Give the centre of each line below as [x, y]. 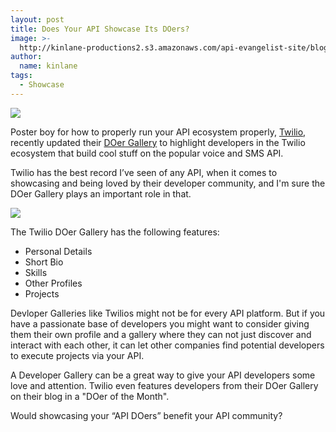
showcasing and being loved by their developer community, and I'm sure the [168, 183]
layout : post [37, 19]
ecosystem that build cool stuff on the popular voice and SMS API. [147, 153]
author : [26, 57]
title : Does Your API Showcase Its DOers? [100, 29]
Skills [36, 272]
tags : [21, 76]
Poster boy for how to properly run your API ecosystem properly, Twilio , [158, 132]
